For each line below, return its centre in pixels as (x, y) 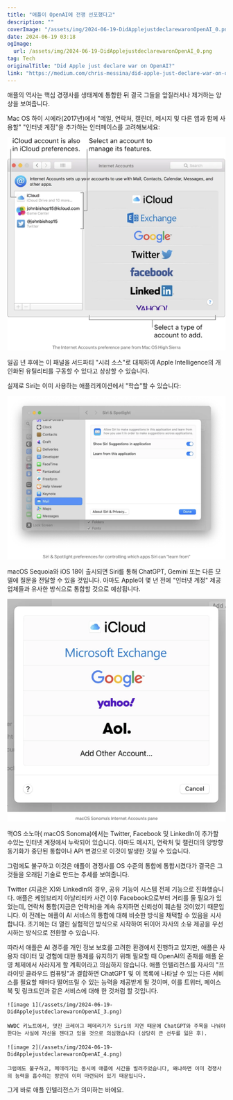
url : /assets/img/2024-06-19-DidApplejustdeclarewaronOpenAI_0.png (113, 51)
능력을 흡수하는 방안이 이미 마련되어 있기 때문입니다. (80, 1076)
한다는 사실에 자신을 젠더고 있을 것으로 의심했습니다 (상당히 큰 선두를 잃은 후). (107, 1033)
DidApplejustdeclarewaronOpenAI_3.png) (65, 1011)
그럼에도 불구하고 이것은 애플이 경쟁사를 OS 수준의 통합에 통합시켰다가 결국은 (112, 865)
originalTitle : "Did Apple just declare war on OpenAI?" (91, 66)
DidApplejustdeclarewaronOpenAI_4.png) (65, 1054)
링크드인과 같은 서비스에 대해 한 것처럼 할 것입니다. (90, 990)
